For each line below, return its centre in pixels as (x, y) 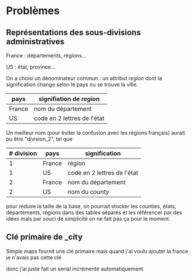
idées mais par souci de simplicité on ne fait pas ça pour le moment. (89, 219)
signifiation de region (69, 99)
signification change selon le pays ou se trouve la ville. (72, 84)
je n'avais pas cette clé (34, 257)
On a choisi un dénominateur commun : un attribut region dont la (84, 78)
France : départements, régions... (46, 56)
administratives (35, 41)
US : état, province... (31, 67)
